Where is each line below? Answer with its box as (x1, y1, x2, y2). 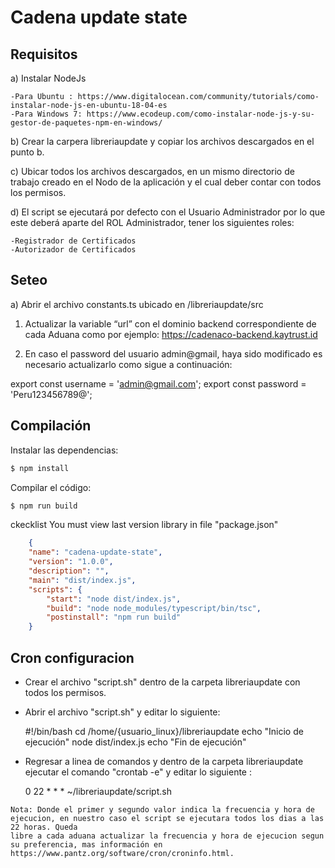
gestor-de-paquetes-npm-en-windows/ (10, 118, 163, 128)
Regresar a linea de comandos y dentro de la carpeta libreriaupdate (24, 755, 304, 767)
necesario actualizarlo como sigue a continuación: (24, 358, 233, 370)
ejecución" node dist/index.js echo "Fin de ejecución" (24, 736, 247, 748)
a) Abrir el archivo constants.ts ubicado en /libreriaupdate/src (10, 298, 264, 310)
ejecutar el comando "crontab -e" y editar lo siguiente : (24, 766, 252, 778)
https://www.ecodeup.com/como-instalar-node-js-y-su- (86, 109, 315, 119)
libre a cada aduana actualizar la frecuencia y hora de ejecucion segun (10, 831, 325, 841)
